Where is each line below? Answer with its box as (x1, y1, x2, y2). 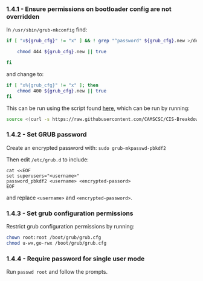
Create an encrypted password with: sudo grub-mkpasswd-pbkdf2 (6, 144, 166, 151)
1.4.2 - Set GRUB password (6, 131, 87, 139)
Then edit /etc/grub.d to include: (6, 156, 89, 163)
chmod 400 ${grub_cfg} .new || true (17, 88, 107, 94)
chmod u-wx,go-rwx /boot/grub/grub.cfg (6, 240, 107, 246)
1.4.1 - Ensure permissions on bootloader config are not (6, 5, 172, 13)
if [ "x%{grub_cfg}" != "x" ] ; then (6, 82, 98, 88)
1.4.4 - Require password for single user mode (6, 254, 145, 263)
